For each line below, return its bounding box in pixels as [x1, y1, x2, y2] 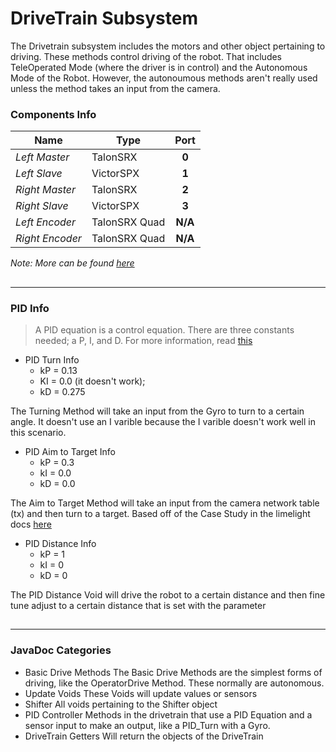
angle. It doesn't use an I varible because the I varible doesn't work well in [10, 415, 316, 427]
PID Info [10, 301, 50, 315]
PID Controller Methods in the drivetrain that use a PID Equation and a [24, 708, 313, 721]
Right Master [15, 183, 77, 197]
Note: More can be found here [10, 257, 135, 269]
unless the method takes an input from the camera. [10, 82, 221, 94]
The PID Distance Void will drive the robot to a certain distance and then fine [10, 588, 326, 601]
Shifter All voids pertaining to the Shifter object [24, 698, 218, 710]
